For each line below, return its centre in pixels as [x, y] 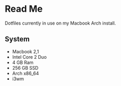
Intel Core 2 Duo [29, 57]
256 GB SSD [25, 68]
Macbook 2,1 [26, 51]
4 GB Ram [23, 62]
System [17, 39]
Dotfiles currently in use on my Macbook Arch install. [60, 23]
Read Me [24, 9]
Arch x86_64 [26, 73]
